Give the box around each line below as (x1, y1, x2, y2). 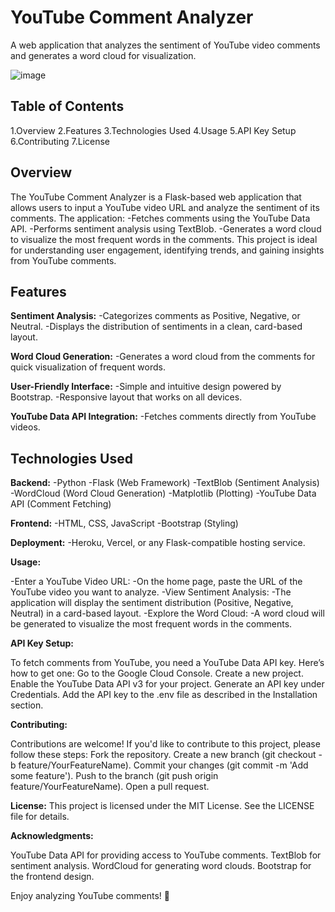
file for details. (10, 811, 70, 823)
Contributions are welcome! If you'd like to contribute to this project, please (10, 738, 321, 750)
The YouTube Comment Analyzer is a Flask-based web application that (10, 191, 302, 203)
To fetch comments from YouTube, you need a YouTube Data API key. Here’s (10, 657, 325, 669)
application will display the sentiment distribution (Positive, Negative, (10, 597, 294, 609)
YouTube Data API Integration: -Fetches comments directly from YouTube (10, 411, 317, 423)
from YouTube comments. (10, 254, 117, 266)
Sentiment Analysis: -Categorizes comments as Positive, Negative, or (10, 310, 301, 322)
